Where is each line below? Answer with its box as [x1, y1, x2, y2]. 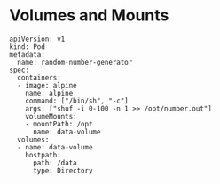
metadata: [9, 50, 46, 58]
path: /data [32, 158, 77, 167]
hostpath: [25, 150, 62, 159]
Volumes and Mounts [9, 5, 169, 26]
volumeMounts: [25, 111, 77, 120]
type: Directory [32, 165, 93, 175]
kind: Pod [9, 42, 46, 51]
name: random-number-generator [17, 57, 133, 66]
